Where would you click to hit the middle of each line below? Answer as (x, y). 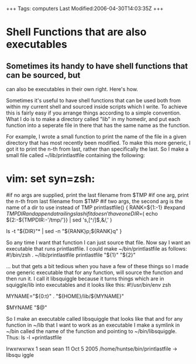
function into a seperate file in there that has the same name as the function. (98, 125)
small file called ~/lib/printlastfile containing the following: (75, 155)
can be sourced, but (43, 75)
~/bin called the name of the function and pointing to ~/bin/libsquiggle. (92, 331)
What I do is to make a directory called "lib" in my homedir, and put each (93, 119)
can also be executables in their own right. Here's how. (72, 89)
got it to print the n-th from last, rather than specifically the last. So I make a (97, 149)
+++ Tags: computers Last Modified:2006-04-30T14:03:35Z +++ (85, 8)
